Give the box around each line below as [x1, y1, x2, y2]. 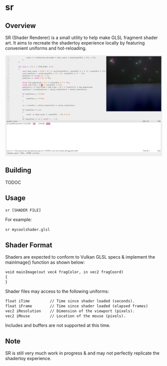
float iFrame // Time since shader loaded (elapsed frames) [5, 304, 149, 309]
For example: [5, 217, 32, 223]
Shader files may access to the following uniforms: [5, 289, 109, 295]
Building [5, 166, 31, 175]
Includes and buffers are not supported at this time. [5, 323, 111, 329]
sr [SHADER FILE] [5, 208, 41, 213]
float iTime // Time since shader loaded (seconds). [5, 299, 135, 304]
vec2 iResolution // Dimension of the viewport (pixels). [5, 309, 135, 314]
